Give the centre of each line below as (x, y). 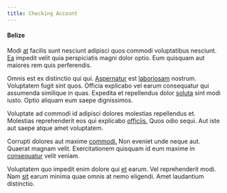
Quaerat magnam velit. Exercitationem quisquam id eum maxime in (101, 149)
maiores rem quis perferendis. (50, 65)
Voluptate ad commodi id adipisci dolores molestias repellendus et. (102, 113)
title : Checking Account (42, 13)
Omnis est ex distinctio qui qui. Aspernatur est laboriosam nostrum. (102, 78)
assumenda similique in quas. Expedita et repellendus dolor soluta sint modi (114, 92)
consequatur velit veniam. (43, 155)
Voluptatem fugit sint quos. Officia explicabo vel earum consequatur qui (108, 86)
